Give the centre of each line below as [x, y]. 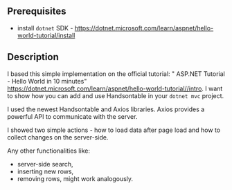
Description [33, 57]
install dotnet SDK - [45, 28]
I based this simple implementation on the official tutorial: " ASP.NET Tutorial [116, 74]
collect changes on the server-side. [58, 137]
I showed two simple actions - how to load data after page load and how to [114, 130]
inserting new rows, [45, 171]
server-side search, [45, 164]
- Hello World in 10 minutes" [47, 81]
